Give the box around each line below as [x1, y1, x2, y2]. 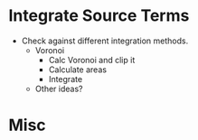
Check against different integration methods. [21, 35, 189, 46]
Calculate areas [48, 64, 108, 75]
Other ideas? [34, 83, 83, 94]
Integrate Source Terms [8, 5, 190, 26]
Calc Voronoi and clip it [48, 54, 136, 65]
